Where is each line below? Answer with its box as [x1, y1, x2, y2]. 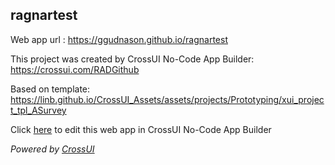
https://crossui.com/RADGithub [10, 63, 140, 75]
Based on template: [10, 83, 91, 95]
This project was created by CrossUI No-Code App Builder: [10, 53, 255, 65]
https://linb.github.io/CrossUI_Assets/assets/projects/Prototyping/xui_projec [10, 93, 325, 105]
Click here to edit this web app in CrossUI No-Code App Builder [10, 123, 272, 135]
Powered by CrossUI [10, 143, 95, 155]
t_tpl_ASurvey [10, 104, 67, 116]
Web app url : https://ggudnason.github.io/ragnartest [10, 33, 228, 45]
